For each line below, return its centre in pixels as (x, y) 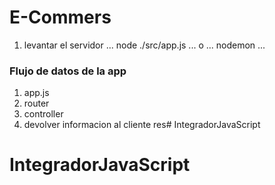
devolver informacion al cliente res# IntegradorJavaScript (142, 125)
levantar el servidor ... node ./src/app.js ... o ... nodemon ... (144, 45)
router (36, 103)
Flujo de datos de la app (68, 71)
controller (43, 114)
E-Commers (60, 17)
